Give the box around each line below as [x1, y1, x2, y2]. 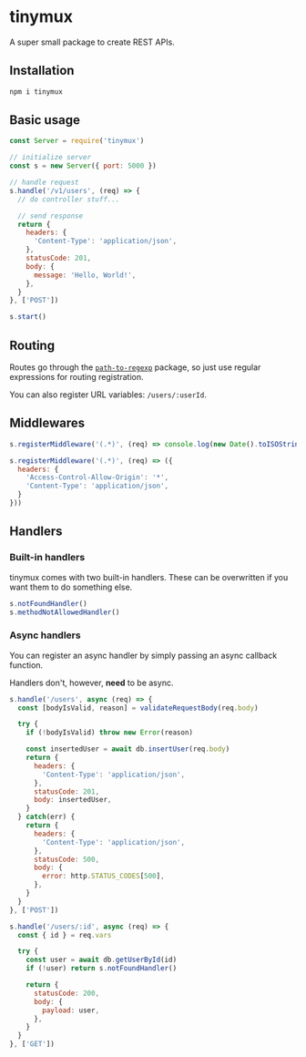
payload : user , [42, 1005, 100, 1015]
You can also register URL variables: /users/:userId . [9, 389, 207, 400]
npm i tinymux [9, 87, 64, 97]
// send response [17, 211, 84, 221]
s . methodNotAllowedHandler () [9, 608, 120, 617]
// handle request [9, 178, 79, 188]
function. [9, 659, 44, 671]
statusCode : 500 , [33, 855, 100, 864]
